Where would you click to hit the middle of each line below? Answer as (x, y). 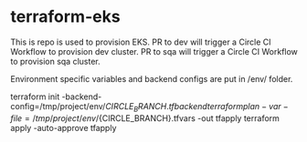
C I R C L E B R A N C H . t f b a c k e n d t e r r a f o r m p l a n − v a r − (197, 107)
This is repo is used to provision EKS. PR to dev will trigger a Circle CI (141, 42)
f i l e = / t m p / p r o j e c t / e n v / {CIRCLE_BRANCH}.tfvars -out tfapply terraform (145, 118)
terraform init (35, 96)
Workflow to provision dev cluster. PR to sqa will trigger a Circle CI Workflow (154, 51)
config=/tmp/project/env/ (58, 106)
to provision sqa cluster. (56, 61)
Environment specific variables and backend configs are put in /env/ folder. (152, 78)
